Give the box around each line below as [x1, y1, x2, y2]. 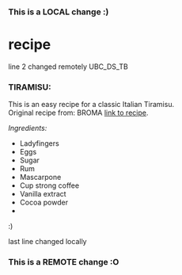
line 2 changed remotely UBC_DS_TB [8, 62, 129, 71]
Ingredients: [8, 124, 47, 133]
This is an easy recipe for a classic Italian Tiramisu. [8, 100, 175, 109]
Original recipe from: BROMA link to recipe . [8, 108, 149, 117]
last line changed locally [8, 237, 87, 246]
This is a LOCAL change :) [8, 6, 109, 17]
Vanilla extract [19, 189, 66, 199]
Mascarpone [19, 173, 62, 182]
